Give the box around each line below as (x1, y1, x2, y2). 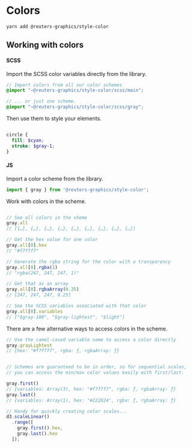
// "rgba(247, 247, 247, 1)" (6, 270, 79, 276)
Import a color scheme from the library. (6, 175, 104, 182)
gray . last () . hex (17, 431, 58, 437)
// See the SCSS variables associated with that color (6, 303, 147, 309)
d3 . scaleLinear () (6, 414, 50, 420)
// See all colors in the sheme (6, 215, 87, 221)
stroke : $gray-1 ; (11, 143, 55, 149)
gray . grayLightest (6, 342, 52, 349)
